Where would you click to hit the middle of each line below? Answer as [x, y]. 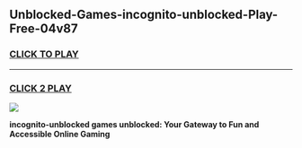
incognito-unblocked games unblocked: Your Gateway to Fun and [134, 124]
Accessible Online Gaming [60, 134]
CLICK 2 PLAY [40, 88]
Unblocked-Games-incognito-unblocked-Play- [144, 15]
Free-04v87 [44, 29]
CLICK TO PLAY [44, 55]
